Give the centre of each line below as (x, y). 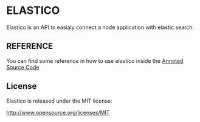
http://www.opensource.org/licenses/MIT (58, 112)
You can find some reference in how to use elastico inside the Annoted (95, 60)
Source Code (23, 67)
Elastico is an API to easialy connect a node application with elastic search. (100, 27)
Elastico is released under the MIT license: (59, 101)
